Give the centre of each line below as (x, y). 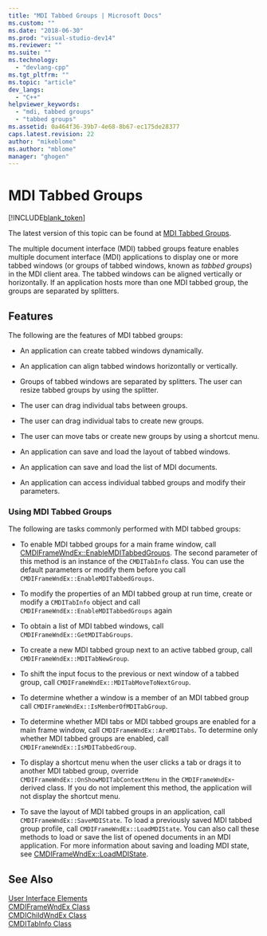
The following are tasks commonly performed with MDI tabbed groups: (125, 529)
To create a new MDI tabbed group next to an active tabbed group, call (136, 650)
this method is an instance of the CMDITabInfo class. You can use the (132, 562)
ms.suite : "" (30, 53)
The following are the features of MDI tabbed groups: (96, 335)
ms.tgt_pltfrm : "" (39, 75)
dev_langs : (26, 90)
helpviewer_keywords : (44, 104)
